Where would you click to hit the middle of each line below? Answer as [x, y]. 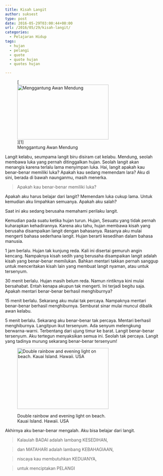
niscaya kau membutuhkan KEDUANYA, [57, 459]
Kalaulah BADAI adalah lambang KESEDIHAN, [63, 440]
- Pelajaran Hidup [28, 37]
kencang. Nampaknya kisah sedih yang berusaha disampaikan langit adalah [81, 256]
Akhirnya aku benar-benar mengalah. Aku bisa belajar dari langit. [70, 431]
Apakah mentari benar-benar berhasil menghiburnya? [59, 291]
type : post [16, 19]
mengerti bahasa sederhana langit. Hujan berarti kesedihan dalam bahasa [79, 236]
